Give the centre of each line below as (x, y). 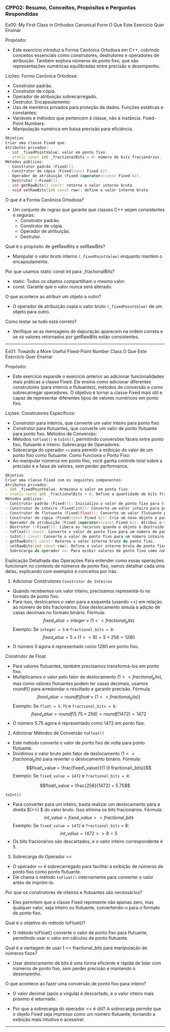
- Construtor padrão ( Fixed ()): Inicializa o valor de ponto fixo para (82, 504)
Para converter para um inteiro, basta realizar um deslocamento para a (86, 804)
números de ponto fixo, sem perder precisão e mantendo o (74, 969)
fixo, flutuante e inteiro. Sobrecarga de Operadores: (66, 444)
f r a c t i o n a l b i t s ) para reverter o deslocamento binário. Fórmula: (77, 759)
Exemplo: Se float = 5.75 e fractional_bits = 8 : (65, 706)
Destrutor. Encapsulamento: (41, 102)
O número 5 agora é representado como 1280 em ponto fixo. (76, 647)
